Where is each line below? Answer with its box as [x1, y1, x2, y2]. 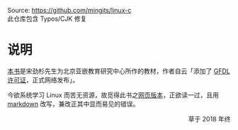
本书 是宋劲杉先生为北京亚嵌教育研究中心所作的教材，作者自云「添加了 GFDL [7, 67, 230, 75]
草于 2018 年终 [188, 114, 231, 123]
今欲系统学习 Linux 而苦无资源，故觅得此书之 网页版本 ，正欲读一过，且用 [7, 90, 220, 99]
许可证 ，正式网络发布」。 [7, 75, 79, 84]
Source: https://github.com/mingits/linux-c [7, 6, 132, 14]
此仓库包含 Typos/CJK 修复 [7, 14, 87, 23]
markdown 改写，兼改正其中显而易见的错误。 [7, 99, 140, 108]
